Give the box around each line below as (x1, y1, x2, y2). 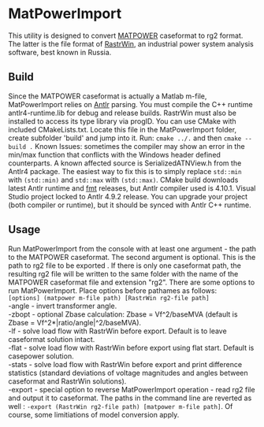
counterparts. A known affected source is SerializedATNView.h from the (8, 158, 242, 168)
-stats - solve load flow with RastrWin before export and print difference (8, 359, 243, 369)
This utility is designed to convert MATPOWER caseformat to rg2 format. (8, 31, 244, 40)
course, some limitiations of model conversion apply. (8, 410, 180, 419)
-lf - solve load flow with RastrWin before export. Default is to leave (8, 326, 227, 336)
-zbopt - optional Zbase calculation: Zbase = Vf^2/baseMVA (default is (8, 309, 238, 319)
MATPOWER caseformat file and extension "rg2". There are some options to (8, 277, 255, 287)
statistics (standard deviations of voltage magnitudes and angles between (8, 368, 248, 377)
